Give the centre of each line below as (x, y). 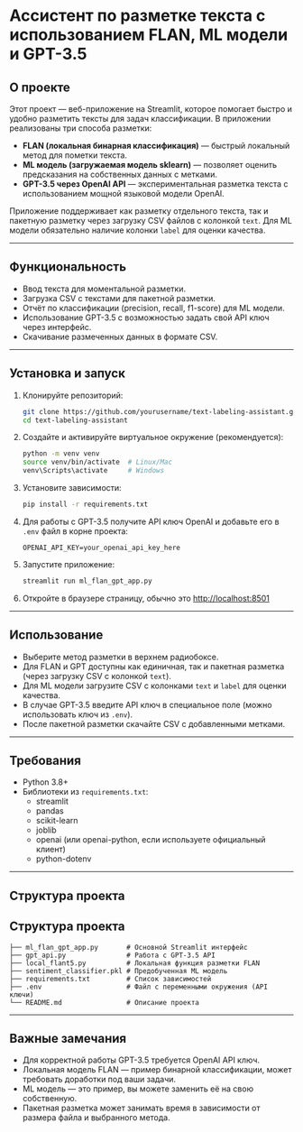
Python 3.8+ (46, 782)
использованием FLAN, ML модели (149, 35)
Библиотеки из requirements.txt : (85, 792)
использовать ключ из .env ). (78, 714)
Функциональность (68, 267)
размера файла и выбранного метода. (96, 1118)
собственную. (50, 1099)
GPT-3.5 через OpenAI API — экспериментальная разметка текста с (155, 184)
